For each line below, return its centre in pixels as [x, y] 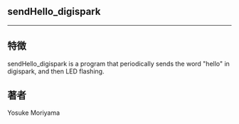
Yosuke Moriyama [34, 113]
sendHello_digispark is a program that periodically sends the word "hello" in [118, 63]
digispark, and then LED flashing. [56, 71]
